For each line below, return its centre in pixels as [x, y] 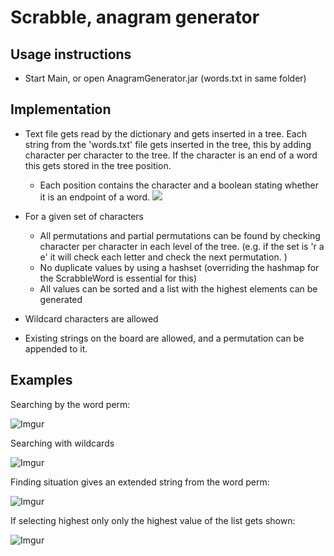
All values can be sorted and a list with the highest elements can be [178, 288]
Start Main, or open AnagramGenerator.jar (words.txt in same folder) [165, 78]
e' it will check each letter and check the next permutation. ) [163, 257]
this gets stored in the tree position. [98, 165]
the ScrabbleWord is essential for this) [118, 278]
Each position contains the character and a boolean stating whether [179, 185]
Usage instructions [71, 54]
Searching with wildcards [62, 443]
